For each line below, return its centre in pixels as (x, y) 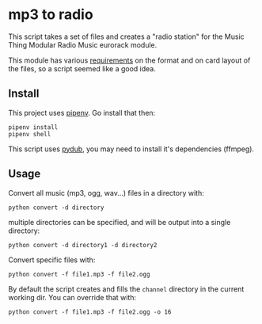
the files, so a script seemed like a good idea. (82, 68)
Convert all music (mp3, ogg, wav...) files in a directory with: (106, 192)
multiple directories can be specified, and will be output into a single (120, 222)
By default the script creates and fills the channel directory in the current (126, 289)
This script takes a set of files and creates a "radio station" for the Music (127, 36)
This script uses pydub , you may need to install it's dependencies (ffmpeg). (131, 149)
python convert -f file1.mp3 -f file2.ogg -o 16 (90, 312)
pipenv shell (30, 134)
